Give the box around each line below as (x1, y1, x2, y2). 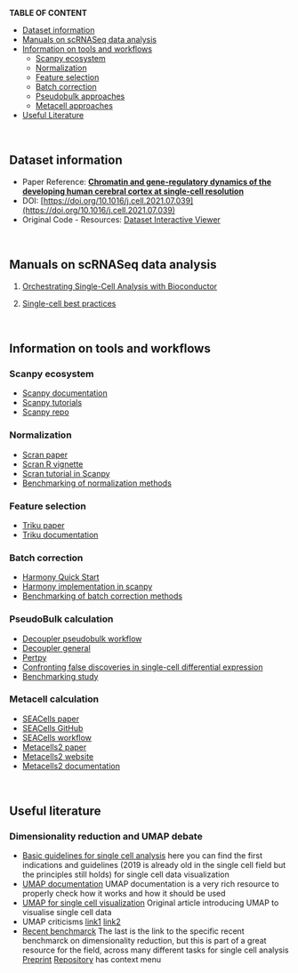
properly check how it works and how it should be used (21, 889, 226, 899)
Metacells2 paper (21, 742, 87, 752)
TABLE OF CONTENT (9, 8, 87, 18)
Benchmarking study (21, 671, 99, 681)
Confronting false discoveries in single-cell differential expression (21, 662, 263, 672)
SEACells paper (21, 713, 80, 724)
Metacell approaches (35, 101, 114, 110)
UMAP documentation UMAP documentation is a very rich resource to (21, 879, 279, 889)
